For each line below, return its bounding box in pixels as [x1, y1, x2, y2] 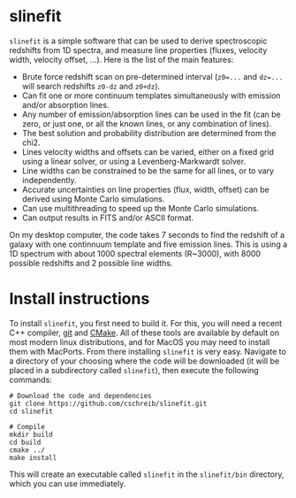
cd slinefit [9, 407, 53, 416]
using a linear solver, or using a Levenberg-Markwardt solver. [21, 156, 246, 166]
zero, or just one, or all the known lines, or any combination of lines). [21, 118, 272, 129]
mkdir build [9, 430, 53, 439]
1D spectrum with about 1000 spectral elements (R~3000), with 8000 [9, 248, 262, 258]
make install [9, 453, 57, 462]
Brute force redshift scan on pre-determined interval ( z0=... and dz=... [21, 71, 284, 81]
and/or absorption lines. [21, 99, 110, 110]
